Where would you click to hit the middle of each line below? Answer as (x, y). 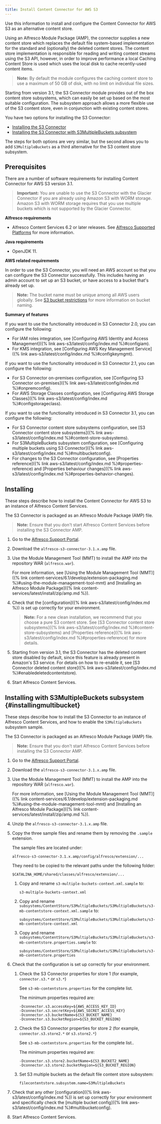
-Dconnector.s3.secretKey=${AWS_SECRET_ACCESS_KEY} (72, 1011)
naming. (25, 305)
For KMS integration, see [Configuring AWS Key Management (73, 349)
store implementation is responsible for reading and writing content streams (80, 53)
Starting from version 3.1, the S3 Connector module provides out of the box (80, 93)
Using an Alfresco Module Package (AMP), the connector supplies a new (77, 38)
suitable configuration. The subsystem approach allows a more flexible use (80, 103)
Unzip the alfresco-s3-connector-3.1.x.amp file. (60, 824)
